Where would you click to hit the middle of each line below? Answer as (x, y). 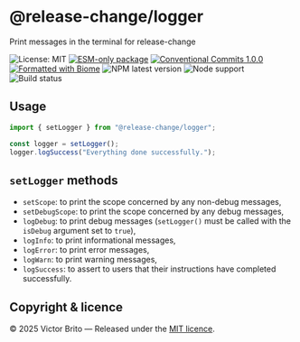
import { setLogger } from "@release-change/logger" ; (113, 127)
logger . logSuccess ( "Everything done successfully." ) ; (113, 152)
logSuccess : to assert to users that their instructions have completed (149, 269)
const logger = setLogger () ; (64, 143)
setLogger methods (64, 180)
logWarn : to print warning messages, (90, 260)
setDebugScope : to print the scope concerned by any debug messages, (153, 212)
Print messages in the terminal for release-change (103, 42)
